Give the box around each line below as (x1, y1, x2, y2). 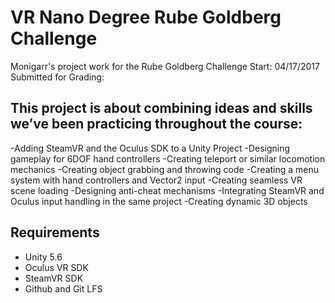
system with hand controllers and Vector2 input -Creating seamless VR (10, 174, 303, 186)
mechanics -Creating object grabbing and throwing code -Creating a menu (10, 163, 320, 175)
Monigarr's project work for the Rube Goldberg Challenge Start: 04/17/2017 (10, 60, 320, 72)
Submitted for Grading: (10, 71, 105, 83)
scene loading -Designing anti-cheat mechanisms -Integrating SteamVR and (10, 184, 325, 196)
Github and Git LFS (24, 282, 103, 295)
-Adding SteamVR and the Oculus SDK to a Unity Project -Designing (10, 142, 291, 154)
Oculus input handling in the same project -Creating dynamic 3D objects (10, 195, 308, 207)
